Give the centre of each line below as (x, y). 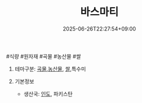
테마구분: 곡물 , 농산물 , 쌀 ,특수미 (50, 69)
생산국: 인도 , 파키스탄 (48, 94)
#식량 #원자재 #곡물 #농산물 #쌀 (43, 56)
